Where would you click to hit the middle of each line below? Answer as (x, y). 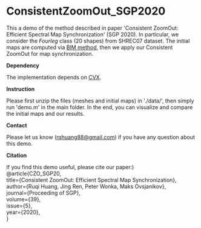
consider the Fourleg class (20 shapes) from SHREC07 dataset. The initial (98, 41)
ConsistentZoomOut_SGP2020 (86, 11)
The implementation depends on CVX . (54, 77)
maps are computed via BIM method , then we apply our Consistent (90, 47)
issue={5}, (19, 206)
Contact (17, 125)
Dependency (23, 65)
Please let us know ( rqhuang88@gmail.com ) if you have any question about (100, 137)
